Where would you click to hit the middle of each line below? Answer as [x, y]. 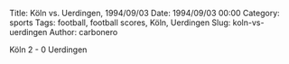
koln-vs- [248, 23]
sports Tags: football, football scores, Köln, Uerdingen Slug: [120, 23]
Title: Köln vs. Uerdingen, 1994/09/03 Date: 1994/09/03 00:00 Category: [144, 13]
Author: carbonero [84, 32]
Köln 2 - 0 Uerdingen [48, 50]
